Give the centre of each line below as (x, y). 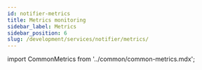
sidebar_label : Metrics (42, 26)
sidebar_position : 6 (38, 33)
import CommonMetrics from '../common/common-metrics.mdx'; (101, 59)
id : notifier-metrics (39, 14)
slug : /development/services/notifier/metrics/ (78, 40)
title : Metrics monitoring (47, 20)
